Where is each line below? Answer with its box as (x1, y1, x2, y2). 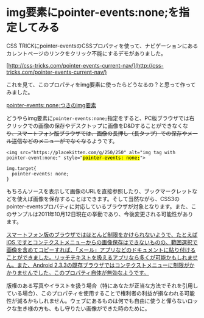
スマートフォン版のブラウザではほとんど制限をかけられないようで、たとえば (6, 231, 198, 238)
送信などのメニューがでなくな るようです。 (11, 137, 118, 144)
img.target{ (6, 165, 37, 171)
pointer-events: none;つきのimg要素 (6, 101, 96, 108)
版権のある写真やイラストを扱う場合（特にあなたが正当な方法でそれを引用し (6, 281, 199, 289)
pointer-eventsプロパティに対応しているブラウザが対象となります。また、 (6, 202, 192, 210)
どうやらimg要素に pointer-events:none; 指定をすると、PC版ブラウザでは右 (6, 114, 195, 122)
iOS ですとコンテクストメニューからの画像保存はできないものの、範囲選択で (6, 238, 198, 246)
